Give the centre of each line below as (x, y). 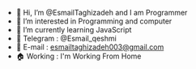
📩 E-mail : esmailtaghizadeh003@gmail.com (90, 47)
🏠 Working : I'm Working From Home (79, 56)
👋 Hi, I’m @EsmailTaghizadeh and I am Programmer (102, 13)
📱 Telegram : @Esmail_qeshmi (66, 38)
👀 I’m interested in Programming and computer (94, 21)
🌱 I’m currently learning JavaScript (74, 30)
